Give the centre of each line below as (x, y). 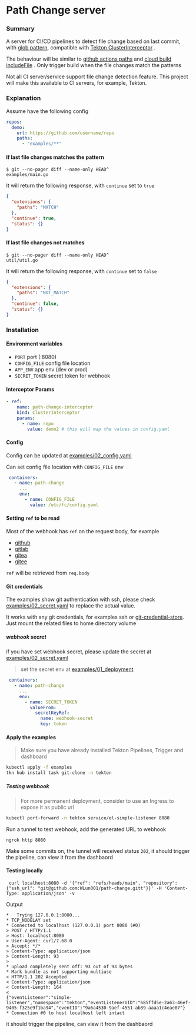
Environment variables (34, 344)
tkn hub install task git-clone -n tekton (59, 773)
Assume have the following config (47, 111)
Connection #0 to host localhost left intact (68, 1013)
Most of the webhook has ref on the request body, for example (83, 532)
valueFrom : (43, 708)
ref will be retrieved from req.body (48, 573)
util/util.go (22, 260)
